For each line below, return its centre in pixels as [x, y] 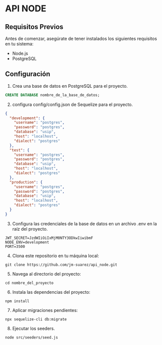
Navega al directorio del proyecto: [46, 274]
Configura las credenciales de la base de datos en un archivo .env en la [84, 224]
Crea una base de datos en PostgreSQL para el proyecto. [70, 86]
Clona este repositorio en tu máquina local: [55, 256]
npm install [17, 301]
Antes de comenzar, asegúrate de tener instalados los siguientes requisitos [81, 38]
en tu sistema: [19, 44]
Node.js [20, 53]
